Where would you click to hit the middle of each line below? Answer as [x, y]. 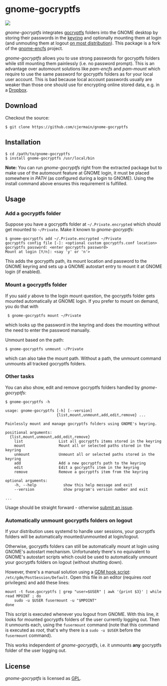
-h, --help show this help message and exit [74, 485]
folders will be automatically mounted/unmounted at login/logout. [72, 537]
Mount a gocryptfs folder [36, 285]
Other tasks [20, 376]
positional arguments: [29, 432]
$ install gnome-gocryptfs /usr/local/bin [50, 158]
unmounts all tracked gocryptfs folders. [46, 363]
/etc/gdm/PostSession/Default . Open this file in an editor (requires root [78, 577]
